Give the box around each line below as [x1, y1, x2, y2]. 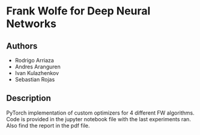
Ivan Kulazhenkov [14, 70, 59, 76]
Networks [6, 17, 57, 31]
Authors [6, 41, 38, 51]
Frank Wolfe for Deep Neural [6, 4, 151, 18]
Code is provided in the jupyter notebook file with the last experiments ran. [6, 115, 191, 122]
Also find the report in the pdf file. [6, 122, 90, 129]
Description [6, 93, 51, 103]
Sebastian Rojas [14, 76, 55, 83]
